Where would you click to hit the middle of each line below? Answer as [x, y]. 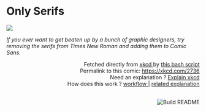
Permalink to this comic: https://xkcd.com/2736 [139, 71]
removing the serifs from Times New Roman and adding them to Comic [97, 46]
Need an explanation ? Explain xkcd [155, 77]
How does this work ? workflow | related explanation [133, 84]
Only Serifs [35, 11]
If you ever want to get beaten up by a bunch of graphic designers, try [96, 39]
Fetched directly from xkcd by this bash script [142, 64]
